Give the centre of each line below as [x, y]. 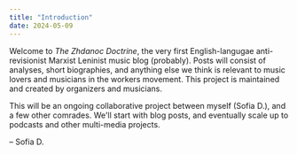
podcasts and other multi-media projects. [85, 124]
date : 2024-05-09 [41, 26]
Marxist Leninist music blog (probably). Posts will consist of [157, 60]
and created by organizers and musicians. [86, 89]
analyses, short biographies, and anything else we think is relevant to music [148, 69]
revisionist [28, 60]
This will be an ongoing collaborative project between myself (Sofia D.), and [148, 105]
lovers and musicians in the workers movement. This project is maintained [145, 79]
